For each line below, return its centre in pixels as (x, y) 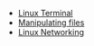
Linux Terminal (46, 13)
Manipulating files (51, 23)
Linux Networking (51, 32)
